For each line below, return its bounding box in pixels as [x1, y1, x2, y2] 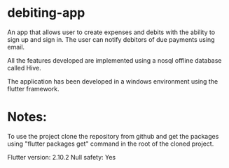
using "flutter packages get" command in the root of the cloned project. [7, 139, 214, 148]
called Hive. [7, 63, 42, 72]
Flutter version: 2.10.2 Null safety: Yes [7, 153, 116, 161]
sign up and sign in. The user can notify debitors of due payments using [7, 35, 215, 43]
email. [7, 43, 25, 51]
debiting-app [7, 5, 85, 21]
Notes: [7, 109, 48, 125]
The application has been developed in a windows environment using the [7, 77, 218, 85]
